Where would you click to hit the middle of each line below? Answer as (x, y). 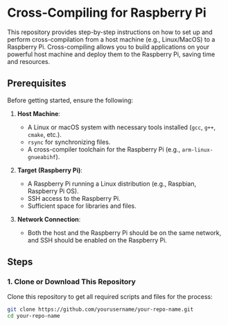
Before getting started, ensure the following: (70, 100)
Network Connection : (49, 219)
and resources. (29, 61)
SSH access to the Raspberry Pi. (74, 198)
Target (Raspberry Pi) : (50, 170)
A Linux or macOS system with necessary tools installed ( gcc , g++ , (122, 127)
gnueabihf (42, 157)
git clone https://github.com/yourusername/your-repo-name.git (100, 310)
